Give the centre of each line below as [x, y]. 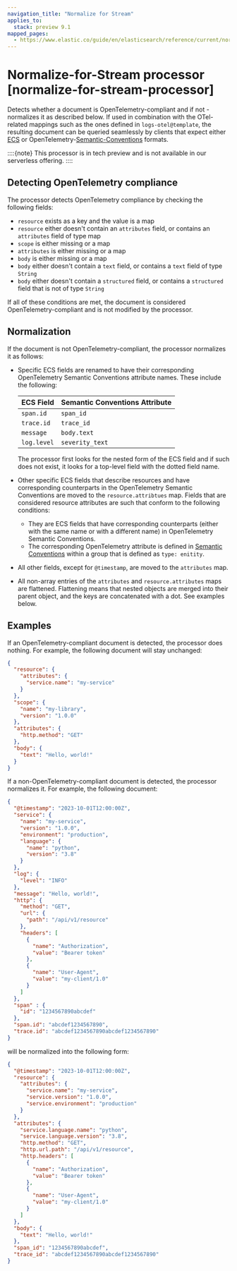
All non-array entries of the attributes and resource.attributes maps [120, 581]
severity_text [85, 442]
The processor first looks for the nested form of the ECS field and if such [123, 458]
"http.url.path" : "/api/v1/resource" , [77, 1150]
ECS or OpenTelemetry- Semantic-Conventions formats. [88, 140]
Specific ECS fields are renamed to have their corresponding [105, 370]
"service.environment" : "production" [81, 1104]
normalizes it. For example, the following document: [83, 789]
